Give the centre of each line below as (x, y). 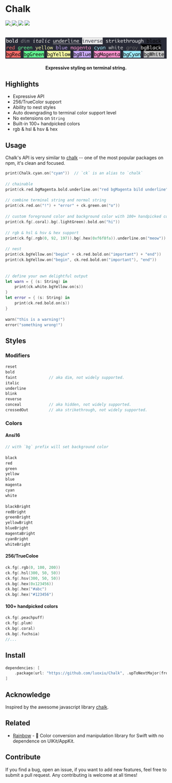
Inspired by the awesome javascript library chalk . (57, 707)
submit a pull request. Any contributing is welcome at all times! (71, 775)
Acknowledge (28, 694)
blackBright (18, 506)
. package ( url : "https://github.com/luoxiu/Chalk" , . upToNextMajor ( (88, 673)
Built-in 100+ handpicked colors (46, 124)
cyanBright (17, 539)
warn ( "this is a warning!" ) (35, 319)
